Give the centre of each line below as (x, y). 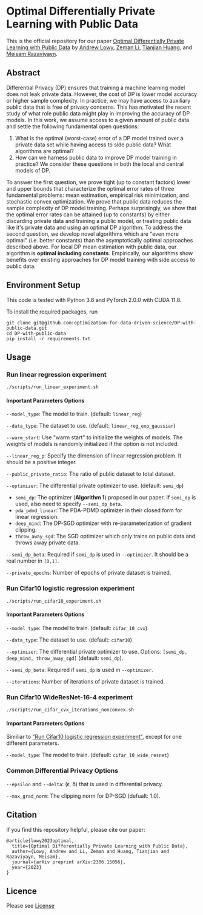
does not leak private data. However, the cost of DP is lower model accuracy (102, 94)
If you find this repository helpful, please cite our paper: (76, 829)
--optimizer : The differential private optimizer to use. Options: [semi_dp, (97, 651)
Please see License (30, 906)
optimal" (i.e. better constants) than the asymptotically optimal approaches (100, 240)
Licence (22, 891)
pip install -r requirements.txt (48, 338)
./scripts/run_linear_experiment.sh (52, 387)
